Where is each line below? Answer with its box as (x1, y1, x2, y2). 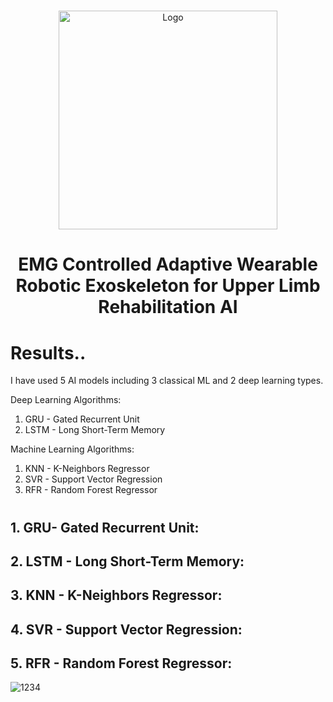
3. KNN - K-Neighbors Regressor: (10, 587, 223, 604)
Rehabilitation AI (98, 296, 238, 319)
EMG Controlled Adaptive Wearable (18, 253, 318, 276)
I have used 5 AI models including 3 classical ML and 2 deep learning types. (10, 375, 324, 387)
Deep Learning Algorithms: (10, 394, 122, 406)
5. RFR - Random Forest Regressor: (10, 655, 233, 672)
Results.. (10, 341, 87, 364)
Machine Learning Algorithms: (10, 443, 135, 455)
